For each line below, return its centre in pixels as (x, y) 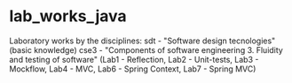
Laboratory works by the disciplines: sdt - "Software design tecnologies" (142, 41)
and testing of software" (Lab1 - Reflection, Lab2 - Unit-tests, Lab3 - (134, 59)
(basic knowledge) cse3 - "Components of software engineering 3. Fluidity (146, 49)
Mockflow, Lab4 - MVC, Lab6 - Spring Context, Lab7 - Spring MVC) (133, 69)
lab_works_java (68, 16)
